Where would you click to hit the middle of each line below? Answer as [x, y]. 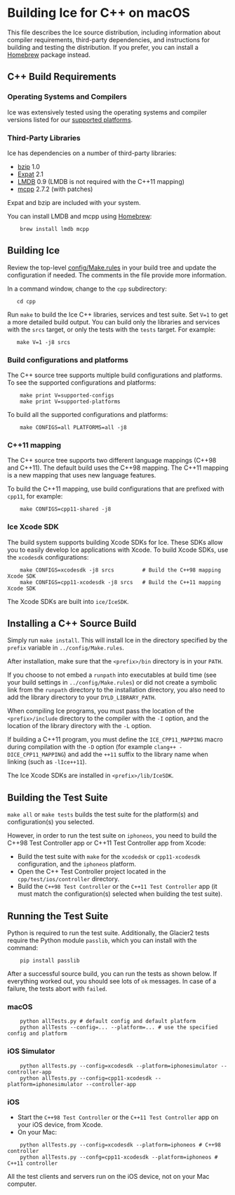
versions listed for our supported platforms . [70, 119]
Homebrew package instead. [49, 55]
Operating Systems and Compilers [67, 97]
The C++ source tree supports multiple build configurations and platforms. [115, 375]
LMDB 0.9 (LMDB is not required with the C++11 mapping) [101, 181]
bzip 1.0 [29, 166]
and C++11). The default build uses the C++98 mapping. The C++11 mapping [118, 468]
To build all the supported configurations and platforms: [88, 415]
